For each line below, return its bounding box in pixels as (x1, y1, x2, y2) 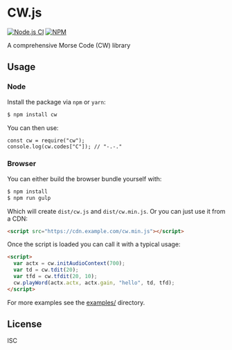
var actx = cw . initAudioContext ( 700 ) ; (13, 260, 126, 267)
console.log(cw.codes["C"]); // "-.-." (7, 143, 123, 150)
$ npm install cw (7, 111, 57, 118)
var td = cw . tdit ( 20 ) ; (13, 266, 79, 274)
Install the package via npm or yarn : (7, 98, 106, 106)
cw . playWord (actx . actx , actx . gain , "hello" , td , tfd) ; (13, 279, 175, 286)
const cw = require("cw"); (7, 137, 85, 144)
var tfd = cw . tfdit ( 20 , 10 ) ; (13, 273, 98, 280)
